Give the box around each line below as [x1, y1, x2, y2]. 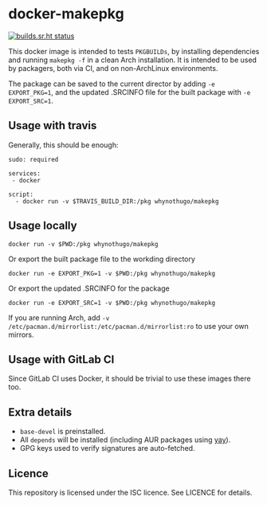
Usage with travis [8, 119, 97, 132]
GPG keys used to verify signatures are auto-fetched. [19, 444, 195, 453]
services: [8, 169, 41, 178]
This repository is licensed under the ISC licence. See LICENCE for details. [8, 487, 253, 497]
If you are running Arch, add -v [8, 312, 110, 323]
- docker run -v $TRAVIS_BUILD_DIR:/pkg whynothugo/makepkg [15, 197, 219, 206]
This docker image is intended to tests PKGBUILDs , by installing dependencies [8, 46, 260, 56]
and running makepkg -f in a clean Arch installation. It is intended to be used [8, 55, 257, 65]
